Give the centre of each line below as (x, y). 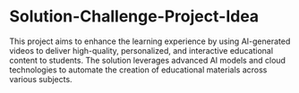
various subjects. (41, 79)
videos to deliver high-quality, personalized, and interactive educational (141, 50)
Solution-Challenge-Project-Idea (134, 17)
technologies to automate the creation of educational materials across (138, 70)
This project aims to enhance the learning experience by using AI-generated (150, 41)
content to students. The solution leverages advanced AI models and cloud (148, 60)
